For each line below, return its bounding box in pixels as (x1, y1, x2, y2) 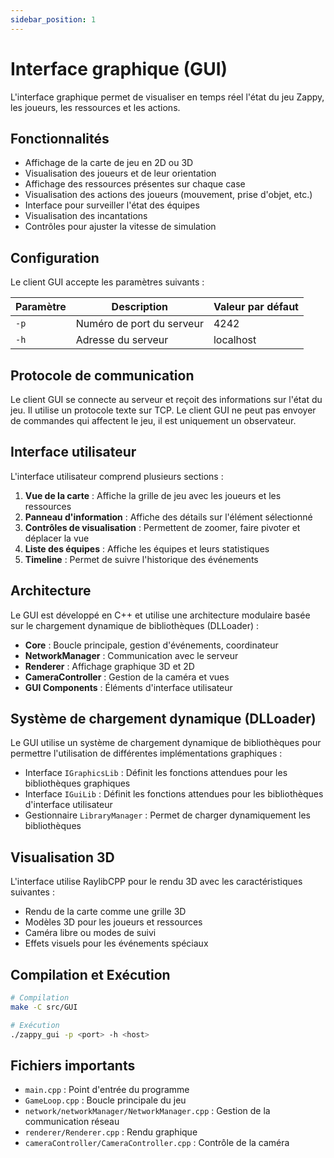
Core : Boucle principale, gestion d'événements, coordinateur (24, 639, 279, 651)
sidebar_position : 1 (10, 14, 97, 25)
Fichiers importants (10, 1057, 136, 1074)
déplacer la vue (24, 532, 90, 544)
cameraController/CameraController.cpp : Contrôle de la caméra (24, 1137, 290, 1149)
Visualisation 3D (10, 849, 115, 866)
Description (111, 300, 169, 314)
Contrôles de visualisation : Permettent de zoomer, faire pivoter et (24, 521, 301, 533)
